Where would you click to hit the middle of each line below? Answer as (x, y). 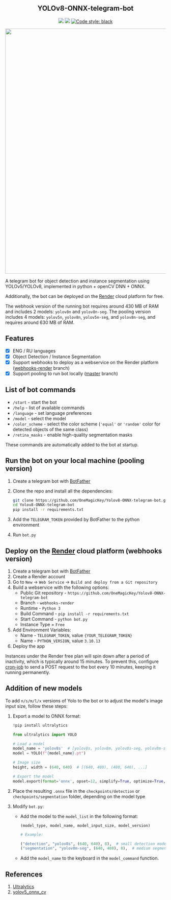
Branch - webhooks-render (47, 603)
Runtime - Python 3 (40, 608)
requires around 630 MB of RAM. (40, 322)
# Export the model (33, 776)
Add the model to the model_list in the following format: (79, 816)
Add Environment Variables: (42, 630)
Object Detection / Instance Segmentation (56, 357)
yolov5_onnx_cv (30, 892)
